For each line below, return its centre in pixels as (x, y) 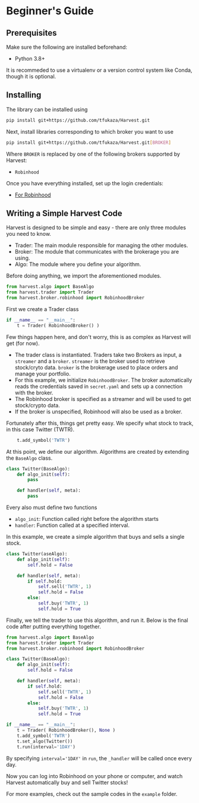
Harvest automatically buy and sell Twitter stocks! (67, 782)
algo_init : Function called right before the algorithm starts (87, 519)
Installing (24, 95)
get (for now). (23, 343)
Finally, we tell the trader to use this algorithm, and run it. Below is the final (97, 620)
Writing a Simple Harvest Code (64, 213)
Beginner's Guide (50, 11)
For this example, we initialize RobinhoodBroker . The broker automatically (103, 380)
